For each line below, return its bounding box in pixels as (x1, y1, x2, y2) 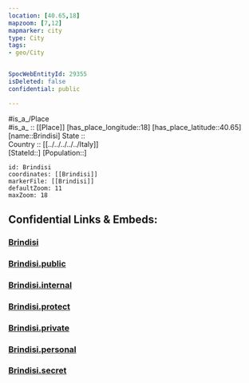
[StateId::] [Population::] (8, 148, 87, 157)
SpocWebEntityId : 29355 (8, 70, 88, 78)
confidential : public (8, 85, 81, 93)
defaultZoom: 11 (8, 184, 62, 192)
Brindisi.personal (8, 344, 77, 355)
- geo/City (8, 49, 45, 57)
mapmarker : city (8, 26, 62, 34)
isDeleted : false (8, 77, 66, 85)
